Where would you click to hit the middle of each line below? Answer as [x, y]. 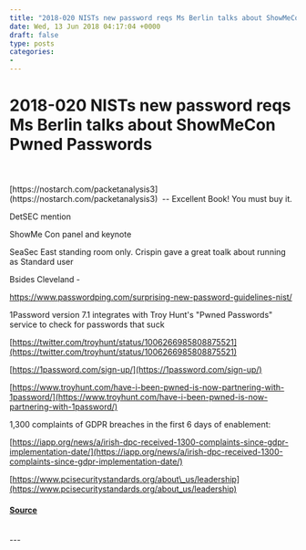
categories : [32, 52]
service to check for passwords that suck [87, 324]
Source [24, 510]
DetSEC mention [40, 217]
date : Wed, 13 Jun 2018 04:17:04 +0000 [85, 26]
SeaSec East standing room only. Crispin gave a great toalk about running [148, 251]
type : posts [32, 43]
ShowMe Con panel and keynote [71, 234]
